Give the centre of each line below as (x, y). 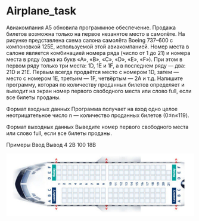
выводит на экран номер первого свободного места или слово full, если (99, 91)
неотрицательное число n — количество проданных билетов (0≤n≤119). (98, 115)
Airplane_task (41, 11)
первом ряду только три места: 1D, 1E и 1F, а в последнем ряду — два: (96, 65)
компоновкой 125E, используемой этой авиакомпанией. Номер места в (98, 47)
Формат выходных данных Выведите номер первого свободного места (97, 127)
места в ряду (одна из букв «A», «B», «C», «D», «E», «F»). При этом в (94, 59)
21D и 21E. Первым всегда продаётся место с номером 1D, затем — (93, 72)
